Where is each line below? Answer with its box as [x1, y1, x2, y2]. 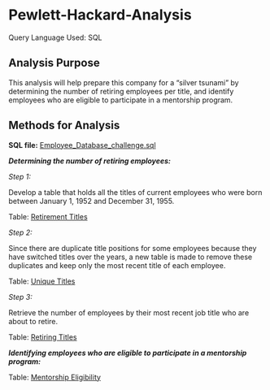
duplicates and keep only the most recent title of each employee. [8, 260, 226, 270]
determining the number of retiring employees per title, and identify [8, 86, 234, 96]
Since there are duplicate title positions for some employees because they [8, 243, 257, 253]
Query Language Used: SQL [8, 32, 103, 42]
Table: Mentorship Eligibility [8, 372, 102, 382]
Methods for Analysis [8, 119, 120, 132]
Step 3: [8, 292, 33, 301]
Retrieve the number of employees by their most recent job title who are [8, 307, 250, 318]
